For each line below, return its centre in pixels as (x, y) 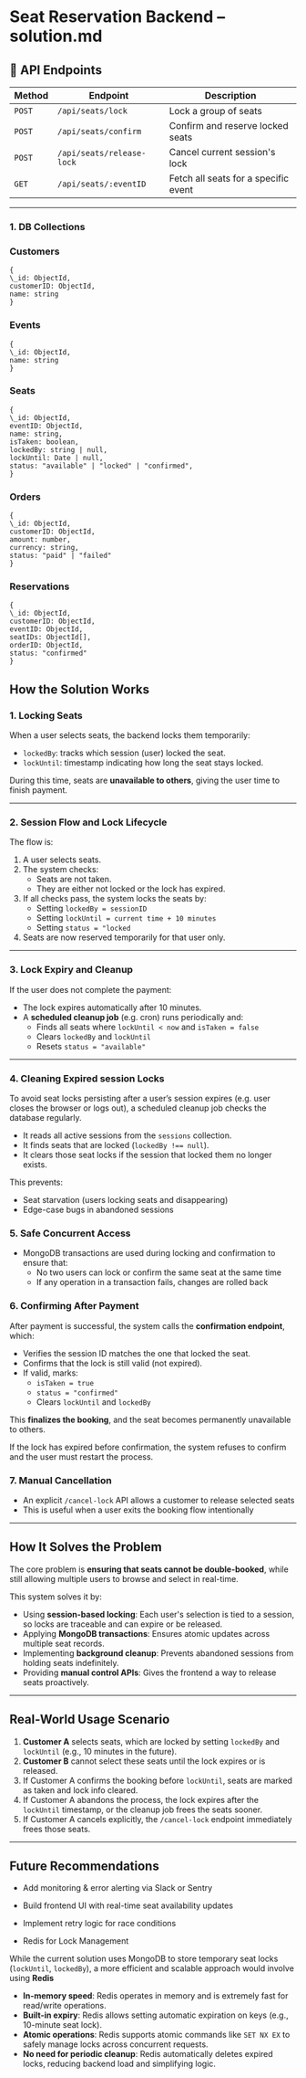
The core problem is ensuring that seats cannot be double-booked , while (149, 1569)
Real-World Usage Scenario (90, 1719)
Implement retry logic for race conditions (99, 1924)
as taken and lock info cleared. (80, 1790)
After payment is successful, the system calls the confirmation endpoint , (147, 1325)
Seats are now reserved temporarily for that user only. (124, 937)
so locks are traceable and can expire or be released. (122, 1624)
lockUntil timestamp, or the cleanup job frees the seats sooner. (142, 1809)
